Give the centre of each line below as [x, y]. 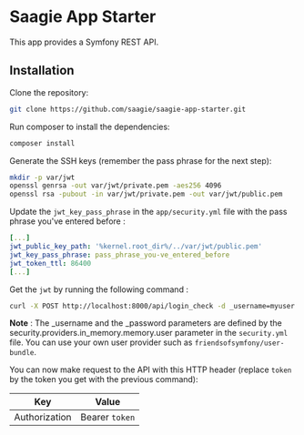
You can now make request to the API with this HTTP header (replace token [151, 369]
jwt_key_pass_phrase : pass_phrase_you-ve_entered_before [120, 255]
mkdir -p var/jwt [42, 177]
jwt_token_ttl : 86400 [51, 263]
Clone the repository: [49, 92]
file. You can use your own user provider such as [101, 342]
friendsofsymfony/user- [239, 343]
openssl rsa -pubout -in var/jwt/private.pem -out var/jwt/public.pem [146, 194]
